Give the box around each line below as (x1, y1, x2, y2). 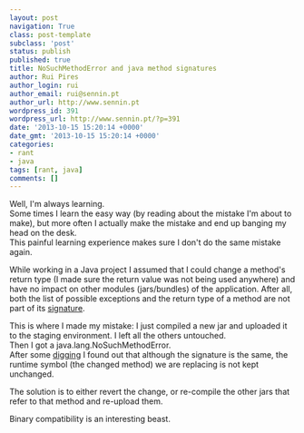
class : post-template (9, 30, 92, 39)
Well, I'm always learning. (9, 199, 105, 210)
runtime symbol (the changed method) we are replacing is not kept (9, 359, 260, 370)
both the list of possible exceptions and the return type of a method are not (9, 293, 290, 304)
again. (9, 247, 34, 258)
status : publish (9, 47, 71, 56)
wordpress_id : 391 (9, 106, 79, 115)
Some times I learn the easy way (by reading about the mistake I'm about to (9, 208, 292, 219)
